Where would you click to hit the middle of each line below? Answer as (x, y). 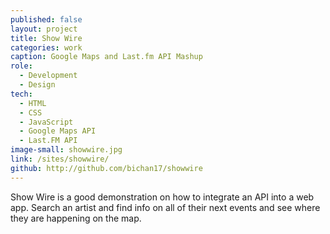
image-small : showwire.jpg (66, 150)
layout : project (44, 29)
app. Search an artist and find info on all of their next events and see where (165, 207)
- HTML (33, 103)
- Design (37, 85)
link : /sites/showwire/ (60, 159)
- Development (48, 76)
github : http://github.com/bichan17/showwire (106, 168)
